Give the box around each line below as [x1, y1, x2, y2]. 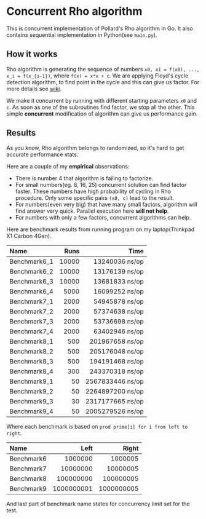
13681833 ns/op [93, 277, 144, 285]
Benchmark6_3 [9, 277, 53, 285]
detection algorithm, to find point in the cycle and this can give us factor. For [6, 78, 200, 85]
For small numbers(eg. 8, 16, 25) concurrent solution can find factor [15, 181, 187, 188]
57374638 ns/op [93, 307, 144, 315]
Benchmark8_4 [9, 367, 53, 376]
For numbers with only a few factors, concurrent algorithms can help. [15, 213, 191, 221]
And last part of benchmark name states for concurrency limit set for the [6, 500, 190, 507]
